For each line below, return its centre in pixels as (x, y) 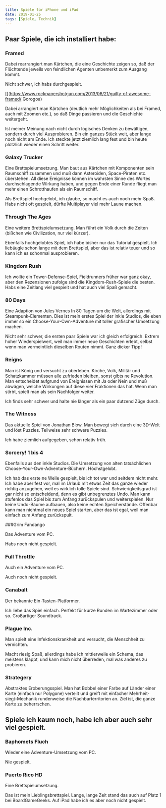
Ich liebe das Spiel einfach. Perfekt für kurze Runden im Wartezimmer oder (82, 610)
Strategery (19, 677)
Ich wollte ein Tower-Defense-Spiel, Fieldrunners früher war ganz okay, (78, 277)
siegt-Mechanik (21, 699)
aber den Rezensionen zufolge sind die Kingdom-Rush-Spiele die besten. (80, 282)
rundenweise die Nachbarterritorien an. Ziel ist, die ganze (97, 699)
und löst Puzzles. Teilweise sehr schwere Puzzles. (56, 430)
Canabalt (16, 590)
